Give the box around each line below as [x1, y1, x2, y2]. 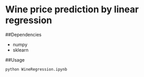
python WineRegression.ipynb [5, 67, 67, 72]
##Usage [5, 56, 25, 63]
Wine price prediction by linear [5, 4, 139, 15]
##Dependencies [5, 31, 42, 37]
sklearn [12, 47, 29, 53]
